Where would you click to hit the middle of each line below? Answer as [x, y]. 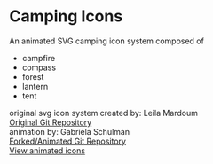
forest [33, 76]
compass [39, 67]
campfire [39, 58]
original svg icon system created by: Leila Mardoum [103, 113]
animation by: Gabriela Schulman [70, 131]
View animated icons [47, 150]
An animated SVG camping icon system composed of [106, 41]
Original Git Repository [51, 122]
